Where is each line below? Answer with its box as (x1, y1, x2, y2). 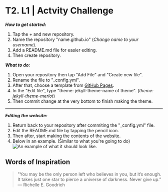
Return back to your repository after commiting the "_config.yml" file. (12, 122, 155, 128)
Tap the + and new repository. (12, 31, 75, 37)
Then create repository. (12, 52, 61, 58)
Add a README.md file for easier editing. (12, 47, 97, 53)
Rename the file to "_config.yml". (12, 77, 80, 83)
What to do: (5, 62, 30, 68)
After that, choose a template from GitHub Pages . (12, 82, 114, 88)
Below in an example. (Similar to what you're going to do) (12, 138, 130, 144)
